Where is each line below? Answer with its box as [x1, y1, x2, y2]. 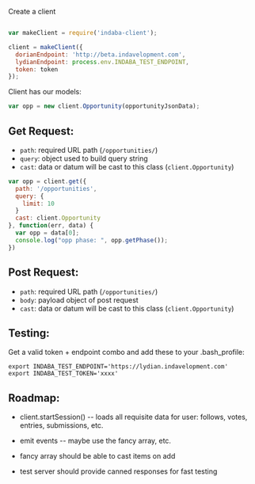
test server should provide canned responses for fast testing [19, 467, 218, 476]
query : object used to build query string [19, 154, 148, 163]
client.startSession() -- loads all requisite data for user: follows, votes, [19, 412, 248, 422]
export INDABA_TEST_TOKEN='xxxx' [8, 370, 119, 378]
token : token [15, 65, 59, 74]
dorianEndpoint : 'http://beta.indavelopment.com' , [15, 51, 186, 59]
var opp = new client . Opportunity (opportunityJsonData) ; [8, 102, 200, 110]
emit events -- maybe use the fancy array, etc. [19, 436, 172, 446]
